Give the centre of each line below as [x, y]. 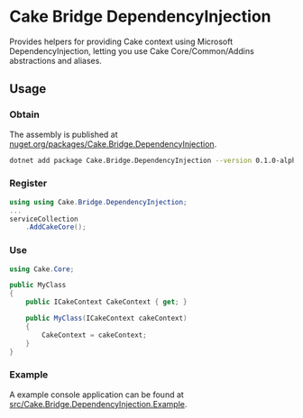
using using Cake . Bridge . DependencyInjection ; [98, 202]
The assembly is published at [64, 134]
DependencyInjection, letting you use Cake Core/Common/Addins [132, 50]
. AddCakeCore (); [56, 227]
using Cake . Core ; [42, 269]
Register [28, 184]
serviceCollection [44, 219]
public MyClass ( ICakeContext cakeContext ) [106, 318]
